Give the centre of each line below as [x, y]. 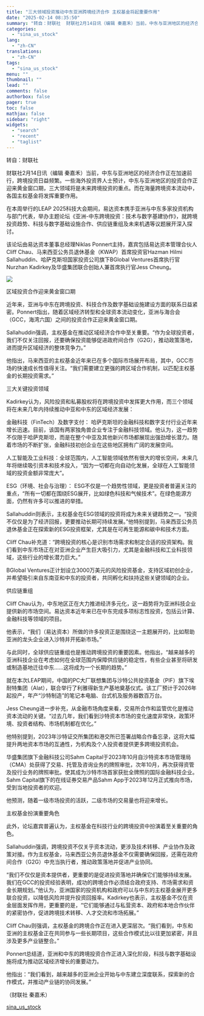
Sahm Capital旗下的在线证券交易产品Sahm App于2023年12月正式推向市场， [101, 780]
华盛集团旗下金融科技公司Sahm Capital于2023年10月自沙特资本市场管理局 [99, 757]
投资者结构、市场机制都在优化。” [57, 723]
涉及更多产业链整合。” [33, 941]
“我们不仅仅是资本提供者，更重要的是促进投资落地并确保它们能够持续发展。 [101, 874]
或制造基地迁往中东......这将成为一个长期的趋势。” [67, 667]
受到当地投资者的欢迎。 [36, 787]
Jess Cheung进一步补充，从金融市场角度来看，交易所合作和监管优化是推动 [100, 708]
